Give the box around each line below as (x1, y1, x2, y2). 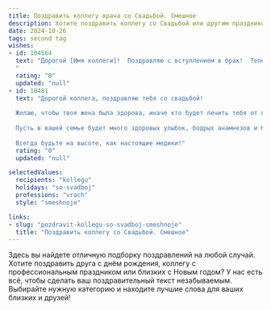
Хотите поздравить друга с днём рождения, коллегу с (8, 258, 196, 268)
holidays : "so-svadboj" (15, 184, 95, 192)
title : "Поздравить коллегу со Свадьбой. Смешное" (15, 228, 190, 236)
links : (8, 213, 31, 221)
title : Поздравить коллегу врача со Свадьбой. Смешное (8, 11, 197, 20)
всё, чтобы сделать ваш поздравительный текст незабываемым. (8, 275, 232, 286)
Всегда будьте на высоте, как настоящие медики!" (15, 138, 186, 147)
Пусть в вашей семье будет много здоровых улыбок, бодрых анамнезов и (15, 124, 258, 132)
